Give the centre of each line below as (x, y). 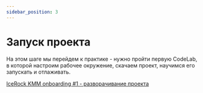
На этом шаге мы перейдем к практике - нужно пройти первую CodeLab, (102, 59)
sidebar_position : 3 (32, 12)
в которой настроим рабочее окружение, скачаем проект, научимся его (101, 65)
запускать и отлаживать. (38, 72)
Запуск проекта (48, 42)
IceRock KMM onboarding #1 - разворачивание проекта (78, 83)
